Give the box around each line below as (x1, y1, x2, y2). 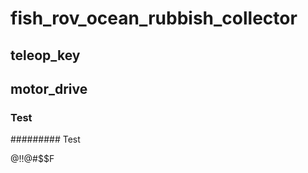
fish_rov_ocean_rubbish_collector (10, 7, 298, 30)
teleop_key (10, 47, 81, 64)
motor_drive (10, 80, 88, 97)
